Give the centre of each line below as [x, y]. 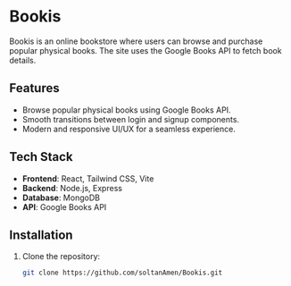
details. [23, 60]
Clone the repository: [61, 257]
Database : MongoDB [61, 198]
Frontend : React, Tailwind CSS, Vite [88, 178]
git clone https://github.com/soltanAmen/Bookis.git [122, 273]
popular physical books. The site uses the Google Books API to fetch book [146, 50]
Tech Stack [41, 157]
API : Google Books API [64, 206]
